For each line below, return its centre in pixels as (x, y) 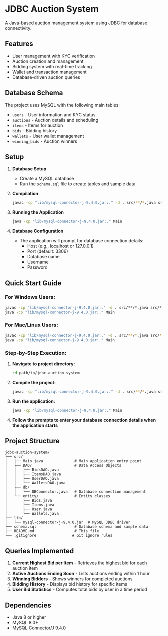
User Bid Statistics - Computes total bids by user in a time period (80, 590)
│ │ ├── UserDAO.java (32, 479)
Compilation (25, 194)
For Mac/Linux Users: (32, 325)
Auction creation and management (48, 61)
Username (38, 262)
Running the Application (38, 212)
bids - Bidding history (35, 130)
